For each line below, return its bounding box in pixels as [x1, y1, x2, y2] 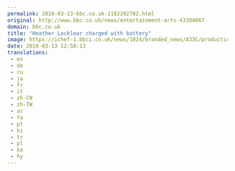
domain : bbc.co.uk [7, 23, 61, 30]
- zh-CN [10, 95, 33, 102]
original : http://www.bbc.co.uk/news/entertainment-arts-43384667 [7, 17, 205, 24]
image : [7, 36, 27, 43]
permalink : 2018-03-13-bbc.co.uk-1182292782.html [7, 10, 155, 17]
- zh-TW [10, 101, 33, 108]
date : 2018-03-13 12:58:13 [7, 43, 86, 50]
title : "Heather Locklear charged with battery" [7, 29, 152, 37]
